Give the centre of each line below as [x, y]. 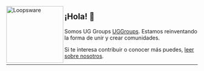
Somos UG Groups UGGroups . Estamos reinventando [131, 31]
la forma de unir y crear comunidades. [112, 38]
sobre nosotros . [84, 56]
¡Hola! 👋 [80, 17]
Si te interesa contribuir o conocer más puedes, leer [129, 49]
